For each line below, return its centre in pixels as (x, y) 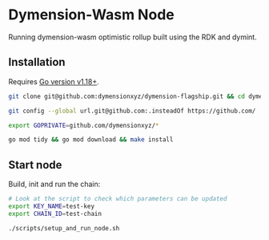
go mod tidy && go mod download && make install (91, 140)
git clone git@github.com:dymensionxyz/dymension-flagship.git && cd (127, 96)
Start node (35, 165)
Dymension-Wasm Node (91, 15)
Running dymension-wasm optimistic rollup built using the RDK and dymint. (133, 37)
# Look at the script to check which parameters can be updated (118, 199)
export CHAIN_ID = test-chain (55, 214)
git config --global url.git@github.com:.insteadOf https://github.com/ (132, 111)
